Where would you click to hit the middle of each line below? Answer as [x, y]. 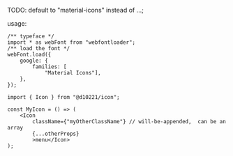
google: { [34, 61]
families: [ [50, 67]
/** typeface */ [31, 36]
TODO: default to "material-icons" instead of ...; [76, 10]
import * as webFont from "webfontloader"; [72, 42]
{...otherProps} [56, 134]
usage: [17, 23]
